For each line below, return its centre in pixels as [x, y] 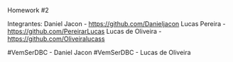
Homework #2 [28, 10]
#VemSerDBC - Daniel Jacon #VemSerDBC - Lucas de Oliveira [99, 52]
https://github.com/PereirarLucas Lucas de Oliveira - [85, 31]
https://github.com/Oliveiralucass [56, 39]
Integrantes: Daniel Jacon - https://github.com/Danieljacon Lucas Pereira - [116, 24]
